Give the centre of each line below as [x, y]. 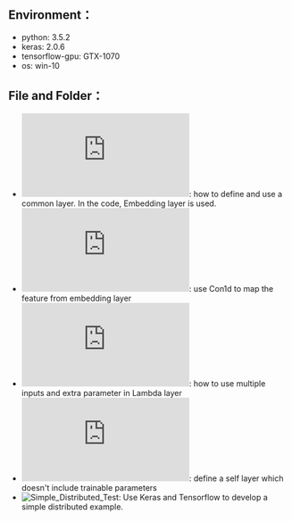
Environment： [51, 15]
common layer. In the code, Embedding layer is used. [119, 203]
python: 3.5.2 [46, 37]
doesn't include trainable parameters [89, 487]
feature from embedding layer [76, 298]
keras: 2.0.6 [43, 46]
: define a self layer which [236, 478]
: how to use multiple [227, 383]
